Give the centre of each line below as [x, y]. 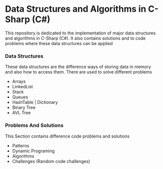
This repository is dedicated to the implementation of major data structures [81, 33]
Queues [20, 97]
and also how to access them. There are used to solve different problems [79, 72]
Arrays [19, 81]
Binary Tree [24, 108]
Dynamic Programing [33, 151]
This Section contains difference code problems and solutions [67, 136]
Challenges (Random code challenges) [51, 161]
